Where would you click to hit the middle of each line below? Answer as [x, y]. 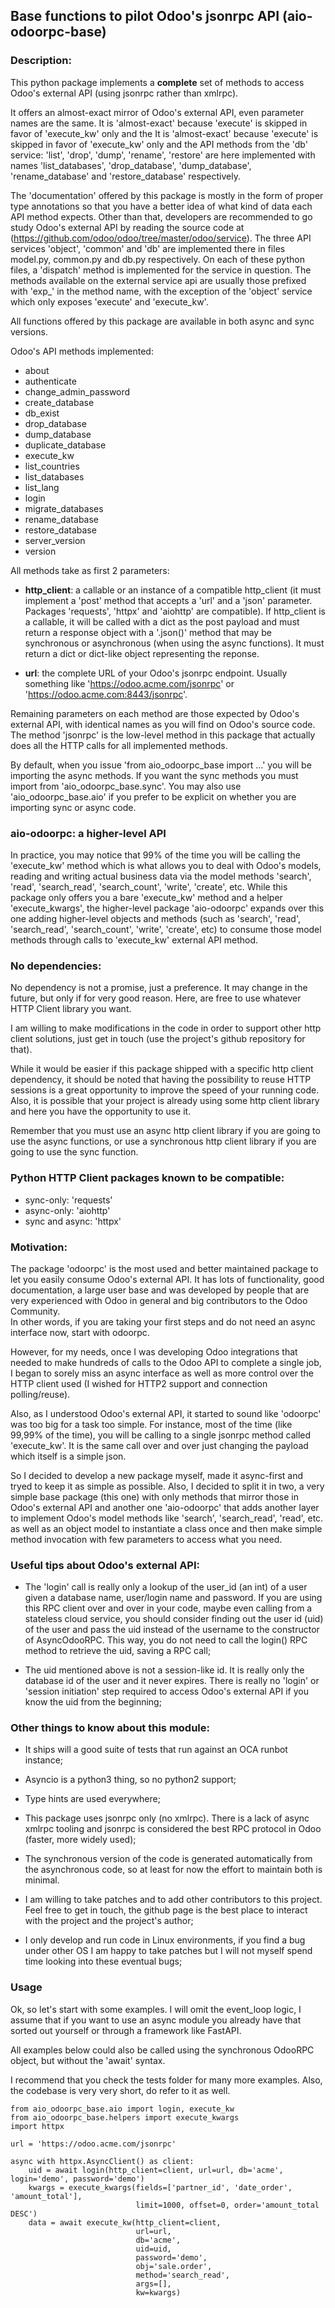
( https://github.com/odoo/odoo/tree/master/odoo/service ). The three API [161, 238]
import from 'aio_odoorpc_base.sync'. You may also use [126, 786]
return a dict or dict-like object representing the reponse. [142, 653]
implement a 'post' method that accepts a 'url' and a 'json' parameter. [168, 600]
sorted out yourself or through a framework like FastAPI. [126, 2030]
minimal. [42, 1880]
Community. [35, 1311]
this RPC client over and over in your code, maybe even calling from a [168, 1608]
